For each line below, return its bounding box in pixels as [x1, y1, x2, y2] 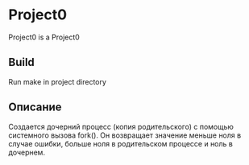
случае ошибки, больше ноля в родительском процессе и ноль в [8, 138, 234, 148]
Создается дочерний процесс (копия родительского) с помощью [8, 122, 234, 131]
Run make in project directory [8, 76, 107, 86]
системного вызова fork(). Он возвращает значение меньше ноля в [8, 130, 242, 140]
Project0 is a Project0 [8, 32, 81, 42]
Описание [8, 101, 62, 114]
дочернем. [8, 147, 46, 157]
